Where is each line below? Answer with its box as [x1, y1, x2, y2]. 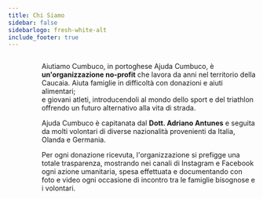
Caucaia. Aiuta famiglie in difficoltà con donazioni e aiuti [42, 78, 224, 88]
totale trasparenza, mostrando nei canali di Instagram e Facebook [42, 158, 254, 168]
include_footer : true [8, 33, 79, 42]
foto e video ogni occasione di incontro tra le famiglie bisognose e [42, 175, 256, 185]
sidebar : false [8, 19, 58, 27]
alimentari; [42, 87, 76, 96]
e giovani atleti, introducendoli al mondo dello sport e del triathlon [42, 95, 254, 104]
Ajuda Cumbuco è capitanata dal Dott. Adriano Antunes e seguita [42, 118, 255, 128]
